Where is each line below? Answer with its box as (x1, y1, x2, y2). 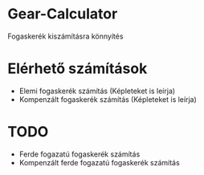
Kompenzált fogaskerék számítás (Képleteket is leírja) (18, 94, 198, 104)
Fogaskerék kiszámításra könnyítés (7, 31, 124, 41)
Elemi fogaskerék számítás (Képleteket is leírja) (18, 86, 176, 96)
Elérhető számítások (7, 59, 148, 78)
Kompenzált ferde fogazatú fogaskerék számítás (18, 157, 180, 167)
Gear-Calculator (7, 5, 118, 23)
